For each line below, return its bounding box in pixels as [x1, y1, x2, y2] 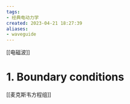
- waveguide [6, 31, 36, 37]
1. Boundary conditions [6, 70, 125, 84]
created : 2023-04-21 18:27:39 [6, 20, 83, 26]
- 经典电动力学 [6, 15, 39, 21]
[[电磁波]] [6, 49, 30, 56]
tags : [6, 8, 20, 15]
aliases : [6, 25, 28, 32]
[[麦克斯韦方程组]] [6, 91, 51, 99]
